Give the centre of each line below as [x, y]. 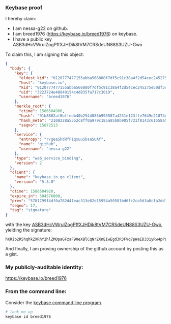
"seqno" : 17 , [24, 205]
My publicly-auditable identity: [45, 267]
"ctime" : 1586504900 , [42, 111]
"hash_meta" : [33, 120]
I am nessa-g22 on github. [40, 28]
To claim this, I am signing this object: [45, 54]
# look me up [19, 312]
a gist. [12, 254]
